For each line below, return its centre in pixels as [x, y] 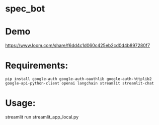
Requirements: [37, 66]
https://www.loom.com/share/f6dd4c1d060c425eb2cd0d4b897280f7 [77, 45]
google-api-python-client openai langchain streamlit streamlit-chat [80, 83]
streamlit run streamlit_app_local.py [42, 117]
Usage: [21, 103]
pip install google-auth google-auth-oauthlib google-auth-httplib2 [78, 79]
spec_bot [25, 9]
